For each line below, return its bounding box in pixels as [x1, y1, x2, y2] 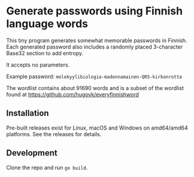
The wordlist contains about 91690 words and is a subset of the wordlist [6, 84, 184, 91]
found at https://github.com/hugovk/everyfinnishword [6, 91, 140, 98]
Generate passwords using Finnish [6, 4, 183, 18]
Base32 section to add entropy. [6, 49, 84, 56]
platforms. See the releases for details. [6, 130, 102, 137]
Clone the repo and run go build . [6, 164, 88, 171]
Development [6, 148, 58, 158]
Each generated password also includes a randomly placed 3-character [6, 43, 183, 50]
